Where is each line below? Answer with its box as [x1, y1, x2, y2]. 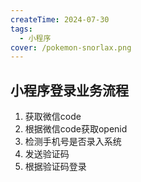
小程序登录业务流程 [10, 82, 129, 99]
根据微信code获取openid [24, 123, 128, 135]
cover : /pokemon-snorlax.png [10, 42, 132, 53]
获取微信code [24, 111, 82, 123]
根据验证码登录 [24, 161, 87, 173]
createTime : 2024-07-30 [10, 14, 110, 25]
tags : [10, 24, 33, 34]
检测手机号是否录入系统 [24, 136, 122, 148]
